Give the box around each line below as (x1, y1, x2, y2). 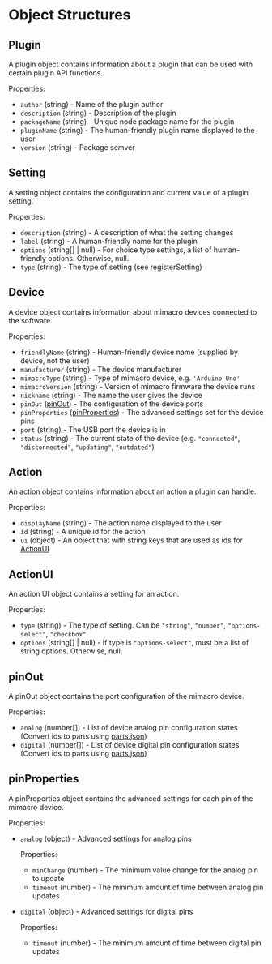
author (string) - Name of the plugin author (19, 100, 164, 109)
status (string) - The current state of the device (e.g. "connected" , (19, 433, 240, 443)
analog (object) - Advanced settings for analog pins (19, 833, 192, 843)
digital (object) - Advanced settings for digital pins (19, 906, 193, 916)
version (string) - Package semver (19, 143, 135, 152)
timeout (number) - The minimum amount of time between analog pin (32, 882, 264, 892)
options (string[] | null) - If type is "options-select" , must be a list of (19, 638, 249, 648)
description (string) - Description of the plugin (19, 108, 176, 118)
